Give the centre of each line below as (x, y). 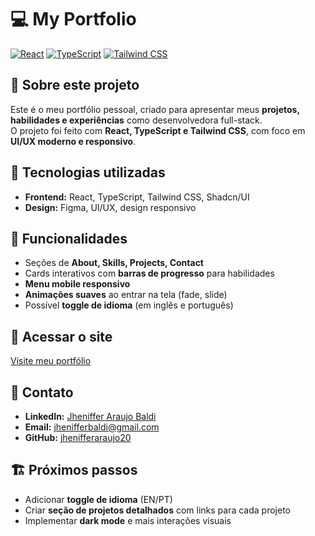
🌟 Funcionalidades (69, 238)
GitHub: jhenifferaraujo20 (78, 437)
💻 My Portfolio (73, 19)
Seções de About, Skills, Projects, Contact (114, 263)
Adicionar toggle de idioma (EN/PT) (98, 499)
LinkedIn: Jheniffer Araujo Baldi (90, 416)
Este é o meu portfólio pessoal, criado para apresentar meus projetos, (155, 109)
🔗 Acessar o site (61, 336)
